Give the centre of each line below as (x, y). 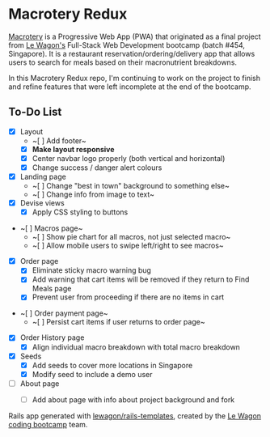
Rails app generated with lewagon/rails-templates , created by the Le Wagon (135, 416)
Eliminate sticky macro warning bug (92, 270)
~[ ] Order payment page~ (64, 313)
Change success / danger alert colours (97, 168)
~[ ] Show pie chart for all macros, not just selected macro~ (131, 237)
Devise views (42, 203)
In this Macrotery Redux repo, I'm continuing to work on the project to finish (135, 78)
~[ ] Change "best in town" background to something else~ (131, 186)
